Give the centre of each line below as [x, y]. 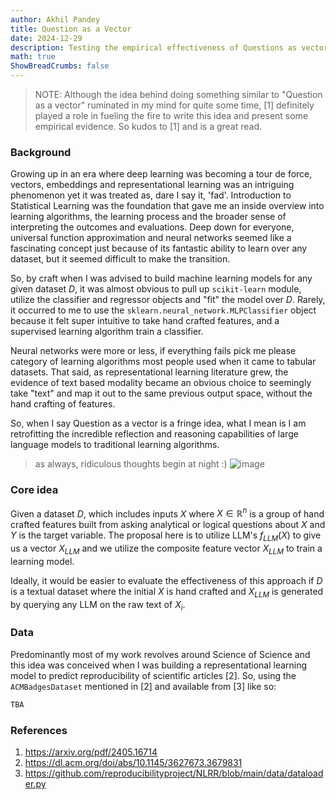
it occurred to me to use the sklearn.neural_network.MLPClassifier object [163, 310]
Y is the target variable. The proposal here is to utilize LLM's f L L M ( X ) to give [166, 536]
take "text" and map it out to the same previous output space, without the [161, 393]
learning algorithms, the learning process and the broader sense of [148, 217]
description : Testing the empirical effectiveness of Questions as [154, 47]
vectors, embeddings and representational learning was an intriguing [152, 185]
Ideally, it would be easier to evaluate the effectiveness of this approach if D [166, 580]
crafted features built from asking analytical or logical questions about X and [168, 525]
